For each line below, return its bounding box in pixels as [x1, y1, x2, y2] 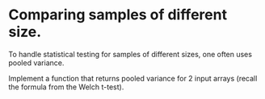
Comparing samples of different [8, 6, 228, 24]
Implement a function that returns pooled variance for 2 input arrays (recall [8, 73, 258, 83]
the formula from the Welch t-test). [8, 82, 124, 92]
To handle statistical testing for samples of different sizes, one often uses [8, 49, 253, 59]
